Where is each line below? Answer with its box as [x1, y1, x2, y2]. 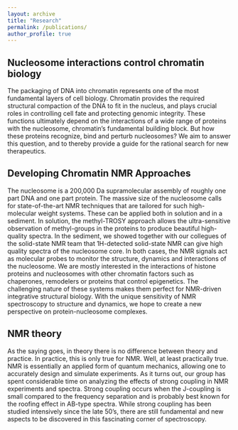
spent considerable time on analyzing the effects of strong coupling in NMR [7, 377, 229, 385]
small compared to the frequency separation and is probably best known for [7, 392, 230, 400]
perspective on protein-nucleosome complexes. [7, 307, 148, 316]
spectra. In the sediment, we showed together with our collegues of [28, 232, 227, 240]
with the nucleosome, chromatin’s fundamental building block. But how [7, 124, 215, 133]
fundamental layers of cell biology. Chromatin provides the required [7, 94, 205, 103]
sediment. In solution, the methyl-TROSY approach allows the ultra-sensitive [7, 216, 231, 225]
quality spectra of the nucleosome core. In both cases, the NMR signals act [7, 247, 227, 255]
